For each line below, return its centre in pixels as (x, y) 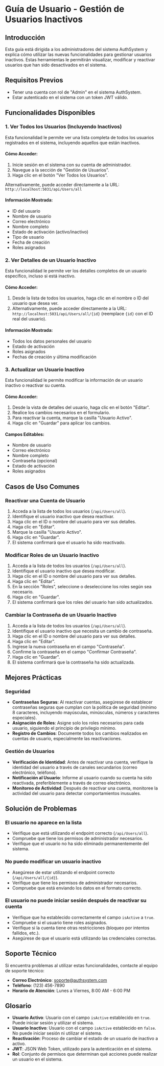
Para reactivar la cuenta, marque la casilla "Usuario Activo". (72, 418)
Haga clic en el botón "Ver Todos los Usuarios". (60, 175)
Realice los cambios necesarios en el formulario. (61, 413)
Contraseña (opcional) (35, 461)
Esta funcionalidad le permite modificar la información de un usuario (74, 380)
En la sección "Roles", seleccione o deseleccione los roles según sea (82, 587)
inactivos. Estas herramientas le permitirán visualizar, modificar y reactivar (80, 60)
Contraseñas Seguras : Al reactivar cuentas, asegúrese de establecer (82, 702)
